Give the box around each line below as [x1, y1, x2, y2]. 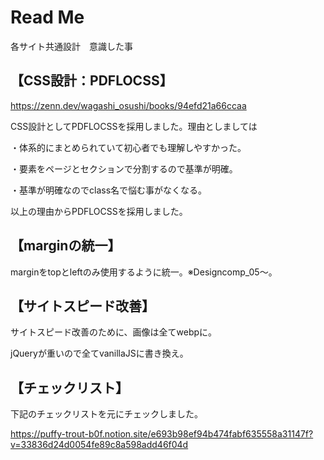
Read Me [10, 6, 85, 29]
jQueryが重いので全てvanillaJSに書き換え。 [10, 347, 189, 360]
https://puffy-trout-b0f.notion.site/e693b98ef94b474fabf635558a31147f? [10, 428, 314, 440]
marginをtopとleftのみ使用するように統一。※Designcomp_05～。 [10, 266, 278, 278]
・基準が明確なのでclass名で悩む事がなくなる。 [10, 184, 208, 196]
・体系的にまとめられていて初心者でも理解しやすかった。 [10, 141, 247, 153]
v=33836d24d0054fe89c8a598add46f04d [10, 439, 189, 451]
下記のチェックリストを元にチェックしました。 [10, 408, 203, 420]
